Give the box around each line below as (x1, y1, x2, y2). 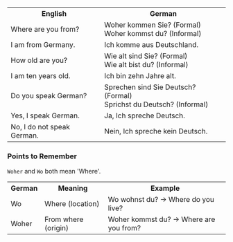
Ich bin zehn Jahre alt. (103, 71, 177, 80)
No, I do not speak (10, 122, 71, 131)
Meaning (58, 183, 88, 193)
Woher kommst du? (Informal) (103, 29, 202, 38)
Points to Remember (7, 151, 78, 161)
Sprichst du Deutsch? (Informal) (103, 100, 209, 109)
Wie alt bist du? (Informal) (103, 60, 189, 69)
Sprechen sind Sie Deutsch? (103, 82, 196, 92)
